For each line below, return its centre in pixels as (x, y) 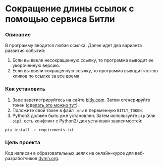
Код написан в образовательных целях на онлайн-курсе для (69, 153)
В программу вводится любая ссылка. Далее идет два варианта (74, 46)
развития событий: (25, 51)
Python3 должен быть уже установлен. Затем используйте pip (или (84, 115)
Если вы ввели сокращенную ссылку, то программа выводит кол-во (85, 71)
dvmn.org (48, 159)
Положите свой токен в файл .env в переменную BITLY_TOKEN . (78, 110)
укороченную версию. (36, 65)
